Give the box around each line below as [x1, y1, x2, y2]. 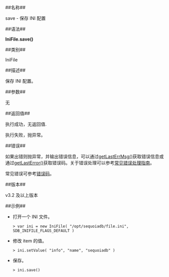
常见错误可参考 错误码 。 [5, 170, 54, 177]
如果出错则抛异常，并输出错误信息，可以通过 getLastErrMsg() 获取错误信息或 [5, 154, 164, 159]
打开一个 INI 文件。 [12, 214, 52, 220]
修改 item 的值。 [12, 238, 47, 244]
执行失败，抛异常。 [5, 132, 46, 138]
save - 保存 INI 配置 [5, 15, 46, 21]
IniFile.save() [5, 36, 34, 42]
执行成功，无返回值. [5, 121, 47, 127]
